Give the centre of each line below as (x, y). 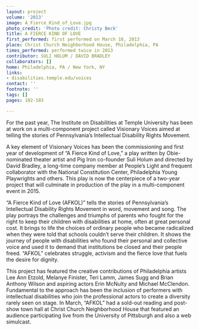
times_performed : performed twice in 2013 (60, 51)
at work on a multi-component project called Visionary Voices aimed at (93, 129)
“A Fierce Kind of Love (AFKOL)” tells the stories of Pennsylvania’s (87, 203)
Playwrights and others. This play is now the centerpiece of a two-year (93, 178)
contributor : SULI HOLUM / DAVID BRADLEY (58, 56)
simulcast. (19, 322)
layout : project (26, 12)
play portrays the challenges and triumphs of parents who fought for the (95, 215)
